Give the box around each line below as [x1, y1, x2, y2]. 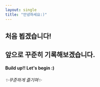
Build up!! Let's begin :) [5, 65, 54, 71]
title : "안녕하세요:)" [5, 12, 47, 17]
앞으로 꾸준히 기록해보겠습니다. [5, 51, 95, 59]
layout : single [5, 7, 37, 13]
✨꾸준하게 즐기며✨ [5, 77, 42, 83]
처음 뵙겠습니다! [5, 32, 51, 40]
